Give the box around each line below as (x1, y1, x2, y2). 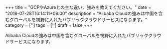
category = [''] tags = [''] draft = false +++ (5, 22, 93, 28)
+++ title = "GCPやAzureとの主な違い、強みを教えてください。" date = (5, 4, 151, 10)
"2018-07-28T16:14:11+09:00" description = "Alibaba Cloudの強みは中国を (5, 10, 158, 16)
